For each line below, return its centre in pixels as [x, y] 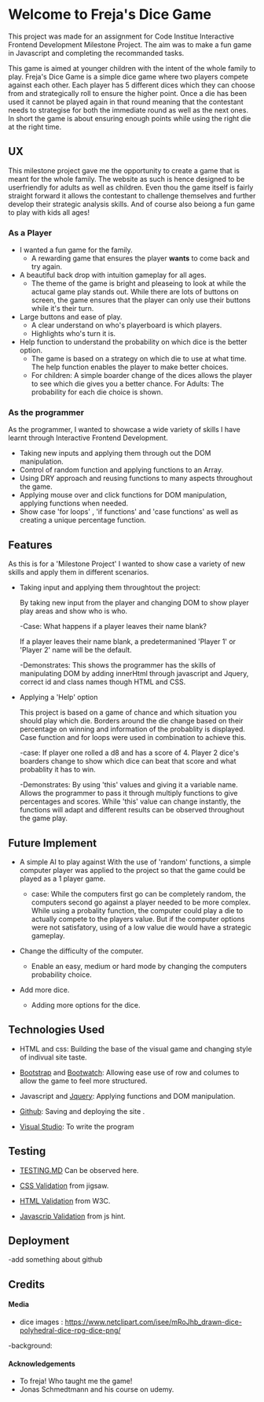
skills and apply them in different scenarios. [79, 572]
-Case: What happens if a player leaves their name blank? [113, 627]
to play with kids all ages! [49, 212]
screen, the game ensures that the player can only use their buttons [141, 300]
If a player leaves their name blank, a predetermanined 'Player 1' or [128, 642]
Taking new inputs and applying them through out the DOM [115, 453]
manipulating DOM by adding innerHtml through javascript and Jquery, [134, 674]
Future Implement [52, 843]
